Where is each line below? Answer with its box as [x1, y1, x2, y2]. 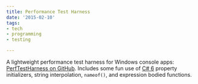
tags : [6, 20, 20, 26]
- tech [6, 25, 23, 32]
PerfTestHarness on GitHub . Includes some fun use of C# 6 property [6, 65, 177, 72]
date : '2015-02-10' [6, 14, 56, 20]
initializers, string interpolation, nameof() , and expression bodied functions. [6, 71, 192, 78]
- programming [6, 31, 42, 37]
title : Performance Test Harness [6, 8, 91, 15]
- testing [6, 37, 31, 43]
